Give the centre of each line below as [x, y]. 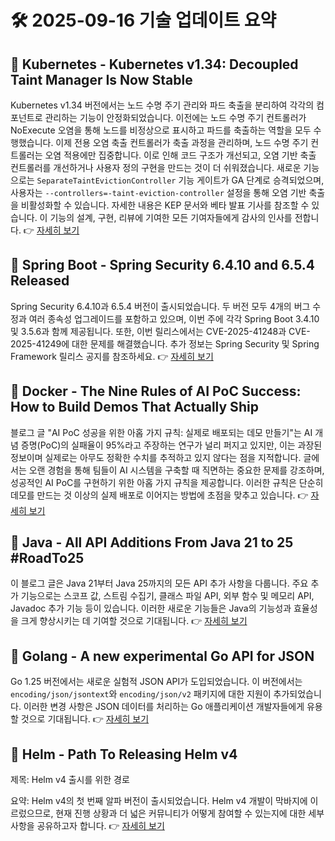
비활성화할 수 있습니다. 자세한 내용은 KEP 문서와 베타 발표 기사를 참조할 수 [165, 205]
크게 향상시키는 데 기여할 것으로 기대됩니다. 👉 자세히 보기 [134, 621]
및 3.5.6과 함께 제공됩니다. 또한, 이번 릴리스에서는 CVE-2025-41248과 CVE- [160, 331]
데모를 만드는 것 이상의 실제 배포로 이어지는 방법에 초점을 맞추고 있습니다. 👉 [159, 495]
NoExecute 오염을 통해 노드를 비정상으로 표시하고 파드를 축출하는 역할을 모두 [161, 130]
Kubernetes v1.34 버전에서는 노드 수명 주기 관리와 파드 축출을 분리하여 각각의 [162, 105]
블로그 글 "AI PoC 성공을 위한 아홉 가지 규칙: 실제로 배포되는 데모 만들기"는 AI [161, 432]
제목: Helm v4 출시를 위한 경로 [70, 780]
